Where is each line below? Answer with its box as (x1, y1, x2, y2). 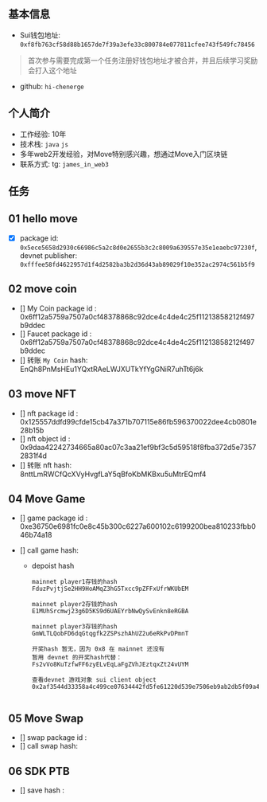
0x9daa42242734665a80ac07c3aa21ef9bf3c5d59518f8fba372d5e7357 (19, 442, 257, 452)
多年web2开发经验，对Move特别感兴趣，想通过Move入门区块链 (19, 149, 228, 158)
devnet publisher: (19, 250, 78, 260)
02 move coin (8, 282, 77, 296)
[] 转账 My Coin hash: (19, 355, 88, 365)
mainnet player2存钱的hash (31, 601, 118, 608)
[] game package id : (19, 513, 88, 523)
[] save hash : (19, 785, 65, 795)
